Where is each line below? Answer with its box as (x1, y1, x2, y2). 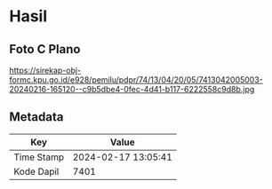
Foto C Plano (9, 42, 81, 57)
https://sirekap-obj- (9, 65, 82, 75)
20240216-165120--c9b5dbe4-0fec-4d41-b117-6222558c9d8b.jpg (9, 84, 255, 94)
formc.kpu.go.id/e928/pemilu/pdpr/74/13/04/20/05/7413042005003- (9, 75, 264, 85)
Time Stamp (13, 151, 65, 163)
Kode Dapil (13, 165, 60, 177)
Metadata (9, 109, 64, 125)
